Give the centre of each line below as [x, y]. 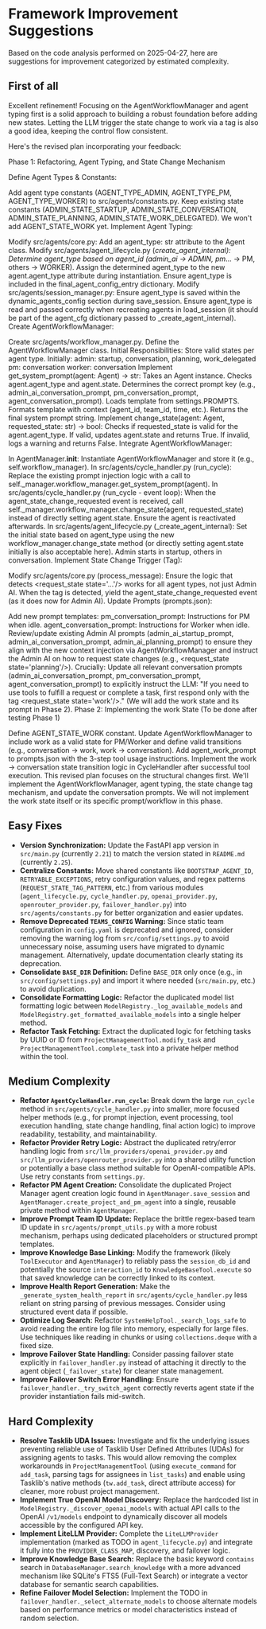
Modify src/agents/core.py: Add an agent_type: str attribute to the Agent [127, 242]
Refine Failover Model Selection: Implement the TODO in [114, 1593]
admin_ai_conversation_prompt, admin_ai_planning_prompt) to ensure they [130, 641]
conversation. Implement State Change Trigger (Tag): [95, 560]
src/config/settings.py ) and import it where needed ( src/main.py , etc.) [137, 980]
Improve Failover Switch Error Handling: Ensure [99, 1380]
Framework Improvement [93, 14]
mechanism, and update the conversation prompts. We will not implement [129, 792]
